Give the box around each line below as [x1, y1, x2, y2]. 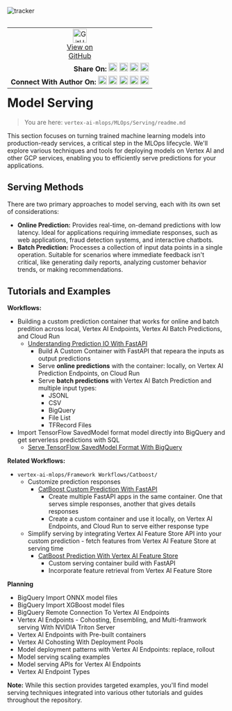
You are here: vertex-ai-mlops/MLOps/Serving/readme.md [24, 118, 186, 126]
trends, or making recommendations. [17, 265, 124, 273]
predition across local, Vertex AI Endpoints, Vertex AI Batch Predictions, [17, 325, 222, 333]
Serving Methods [7, 181, 84, 193]
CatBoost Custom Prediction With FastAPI [38, 485, 158, 494]
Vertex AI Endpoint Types [17, 668, 90, 676]
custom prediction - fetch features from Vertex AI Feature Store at [27, 537, 217, 545]
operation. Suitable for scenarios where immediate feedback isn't [17, 250, 205, 259]
